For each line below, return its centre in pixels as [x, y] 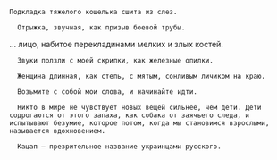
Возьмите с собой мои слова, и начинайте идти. [108, 92]
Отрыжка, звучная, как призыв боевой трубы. [101, 28]
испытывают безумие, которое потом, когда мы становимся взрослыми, [139, 123]
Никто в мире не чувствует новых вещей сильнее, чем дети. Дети [139, 107]
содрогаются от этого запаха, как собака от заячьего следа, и [130, 115]
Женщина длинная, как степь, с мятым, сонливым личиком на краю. [142, 76]
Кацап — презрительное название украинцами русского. [119, 147]
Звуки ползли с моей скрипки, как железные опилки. [116, 61]
